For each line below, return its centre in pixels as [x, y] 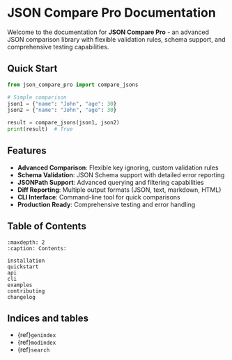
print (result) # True [40, 129]
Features [27, 151]
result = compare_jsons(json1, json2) [63, 123]
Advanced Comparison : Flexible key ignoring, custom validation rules [118, 167]
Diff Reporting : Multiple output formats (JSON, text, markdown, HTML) [119, 190]
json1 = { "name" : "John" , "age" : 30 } [62, 104]
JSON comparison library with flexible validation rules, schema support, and [116, 39]
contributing [26, 291]
